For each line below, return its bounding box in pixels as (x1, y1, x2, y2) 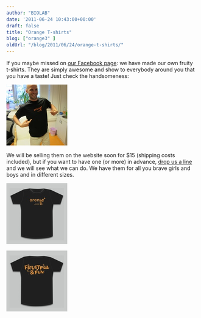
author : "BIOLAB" (6, 10, 51, 16)
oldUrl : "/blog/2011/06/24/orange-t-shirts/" (6, 42, 124, 48)
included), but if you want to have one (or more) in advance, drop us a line (6, 158, 192, 165)
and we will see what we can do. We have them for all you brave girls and (6, 164, 191, 172)
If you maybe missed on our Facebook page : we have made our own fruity (6, 60, 193, 66)
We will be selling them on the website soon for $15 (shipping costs (6, 152, 175, 158)
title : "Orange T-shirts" (6, 29, 72, 35)
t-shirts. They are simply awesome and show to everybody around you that (6, 66, 195, 73)
